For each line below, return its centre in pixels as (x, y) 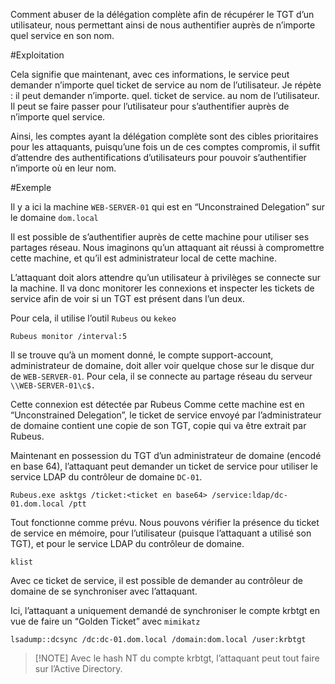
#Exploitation (37, 55)
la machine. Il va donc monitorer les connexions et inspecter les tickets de (162, 288)
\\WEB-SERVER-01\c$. (53, 386)
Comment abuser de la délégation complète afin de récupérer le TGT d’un (162, 14)
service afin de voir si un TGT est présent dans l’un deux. (128, 298)
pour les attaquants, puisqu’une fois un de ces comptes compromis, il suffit (165, 147)
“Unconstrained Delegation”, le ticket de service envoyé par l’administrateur (166, 415)
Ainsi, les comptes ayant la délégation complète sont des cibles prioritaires (164, 136)
